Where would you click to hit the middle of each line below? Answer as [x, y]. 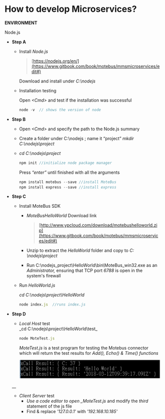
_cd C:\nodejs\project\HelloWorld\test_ [58, 329]
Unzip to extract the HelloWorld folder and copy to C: [80, 251]
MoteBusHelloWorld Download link [62, 216]
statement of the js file [49, 406]
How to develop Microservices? [71, 9]
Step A [19, 42]
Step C [19, 196]
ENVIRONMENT [21, 23]
